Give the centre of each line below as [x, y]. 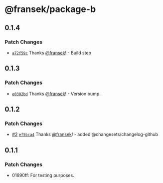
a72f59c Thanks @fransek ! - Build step [52, 52]
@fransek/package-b [50, 9]
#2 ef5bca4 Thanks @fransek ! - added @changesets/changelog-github [85, 134]
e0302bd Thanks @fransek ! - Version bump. [56, 93]
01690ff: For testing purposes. [43, 175]
